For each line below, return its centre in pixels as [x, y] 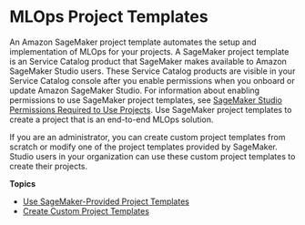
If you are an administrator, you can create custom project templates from [147, 137]
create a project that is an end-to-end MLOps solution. [112, 119]
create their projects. [49, 166]
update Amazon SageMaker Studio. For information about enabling [135, 90]
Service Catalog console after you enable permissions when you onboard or [152, 80]
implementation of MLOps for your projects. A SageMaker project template [149, 51]
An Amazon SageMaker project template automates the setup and [133, 42]
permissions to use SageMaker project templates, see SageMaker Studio [146, 100]
